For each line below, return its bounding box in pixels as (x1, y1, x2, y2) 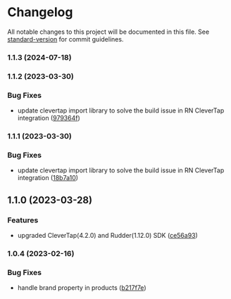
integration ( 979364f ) (17, 114, 81, 122)
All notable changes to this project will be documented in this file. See (7, 27, 210, 36)
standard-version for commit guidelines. (7, 34, 124, 43)
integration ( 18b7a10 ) (17, 174, 79, 182)
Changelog (7, 4, 73, 20)
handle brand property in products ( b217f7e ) (17, 284, 146, 292)
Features (7, 215, 39, 225)
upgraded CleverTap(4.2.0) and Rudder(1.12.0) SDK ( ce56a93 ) (17, 231, 199, 239)
